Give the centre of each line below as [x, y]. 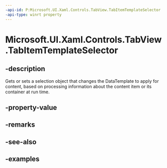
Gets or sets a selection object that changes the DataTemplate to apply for [82, 81]
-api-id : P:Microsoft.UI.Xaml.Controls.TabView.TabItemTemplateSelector [83, 10]
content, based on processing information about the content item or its [78, 86]
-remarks [20, 125]
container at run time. [27, 92]
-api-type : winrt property [33, 15]
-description [25, 69]
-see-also [21, 142]
